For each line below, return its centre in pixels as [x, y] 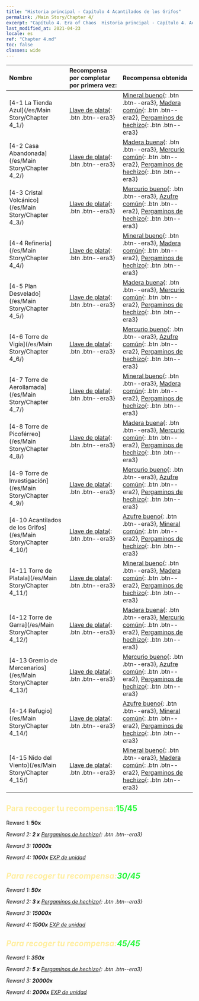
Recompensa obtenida [155, 78]
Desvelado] [25, 293]
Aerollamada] [28, 387]
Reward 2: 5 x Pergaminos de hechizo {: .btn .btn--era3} [74, 970]
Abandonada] [28, 153]
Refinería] [38, 243]
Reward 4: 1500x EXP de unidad [46, 925]
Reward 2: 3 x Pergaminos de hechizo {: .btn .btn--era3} [75, 902]
